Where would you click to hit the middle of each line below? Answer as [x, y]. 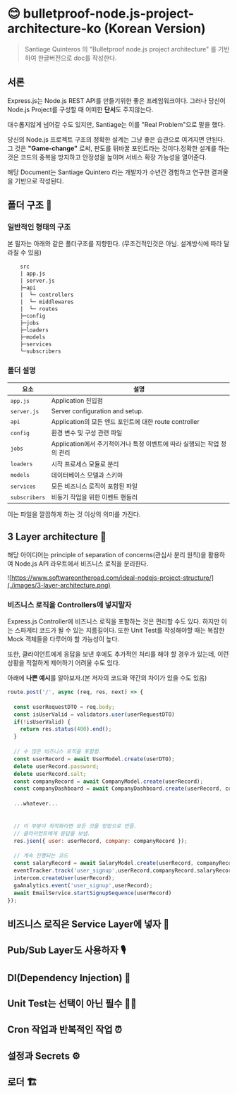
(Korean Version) [155, 29]
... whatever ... [36, 804]
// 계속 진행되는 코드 [41, 856]
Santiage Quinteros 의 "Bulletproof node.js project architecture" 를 [120, 49]
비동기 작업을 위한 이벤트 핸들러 [95, 497]
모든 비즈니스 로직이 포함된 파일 [95, 486]
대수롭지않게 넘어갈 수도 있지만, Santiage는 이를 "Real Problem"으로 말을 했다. [116, 124]
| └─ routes [39, 309]
